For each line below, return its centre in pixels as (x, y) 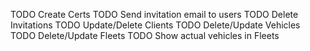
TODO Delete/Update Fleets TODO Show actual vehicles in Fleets (145, 35)
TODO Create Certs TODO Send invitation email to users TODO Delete (154, 14)
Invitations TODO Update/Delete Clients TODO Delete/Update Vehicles (155, 25)
